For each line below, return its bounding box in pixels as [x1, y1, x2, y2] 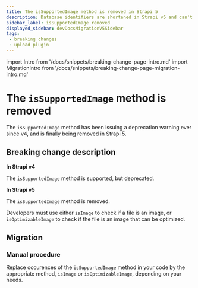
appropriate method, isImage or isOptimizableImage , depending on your [6, 270, 182, 277]
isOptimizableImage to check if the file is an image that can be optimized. [6, 215, 186, 223]
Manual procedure [6, 250, 61, 258]
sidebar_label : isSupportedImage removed [6, 20, 111, 26]
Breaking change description [6, 147, 116, 157]
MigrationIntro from [6, 64, 54, 71]
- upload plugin [8, 42, 49, 48]
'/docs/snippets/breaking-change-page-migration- [55, 64, 180, 71]
